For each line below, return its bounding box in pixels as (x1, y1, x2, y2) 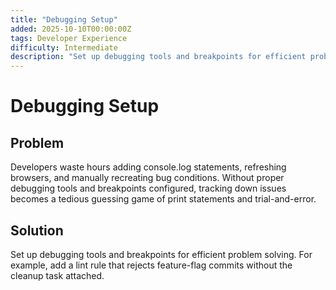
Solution (10, 222, 64, 239)
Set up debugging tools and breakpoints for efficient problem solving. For (10, 248, 313, 260)
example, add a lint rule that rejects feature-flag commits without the (10, 259, 293, 271)
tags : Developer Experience (10, 33, 128, 43)
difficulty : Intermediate (10, 42, 118, 53)
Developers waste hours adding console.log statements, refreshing (10, 161, 287, 173)
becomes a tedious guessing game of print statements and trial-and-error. (10, 193, 317, 205)
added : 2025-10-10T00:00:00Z (10, 24, 132, 34)
